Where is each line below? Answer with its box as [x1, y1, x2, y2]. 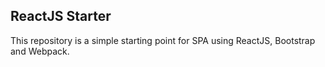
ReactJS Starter [10, 8, 112, 25]
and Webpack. [10, 45, 70, 57]
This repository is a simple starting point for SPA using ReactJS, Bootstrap [10, 34, 316, 46]
